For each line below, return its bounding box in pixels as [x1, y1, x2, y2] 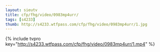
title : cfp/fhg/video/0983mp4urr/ [5, 12, 79, 17]
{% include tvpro [5, 36, 41, 42]
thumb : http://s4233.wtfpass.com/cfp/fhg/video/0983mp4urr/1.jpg [5, 21, 147, 27]
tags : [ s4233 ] [5, 17, 36, 22]
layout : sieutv [5, 7, 38, 13]
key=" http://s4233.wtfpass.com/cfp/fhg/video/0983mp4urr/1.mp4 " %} [5, 41, 155, 47]
